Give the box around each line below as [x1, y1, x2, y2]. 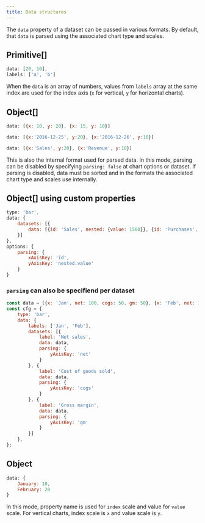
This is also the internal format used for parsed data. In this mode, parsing [6, 156, 193, 164]
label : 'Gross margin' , [38, 402, 99, 408]
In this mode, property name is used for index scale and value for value [6, 503, 185, 510]
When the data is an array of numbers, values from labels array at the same [6, 83, 198, 90]
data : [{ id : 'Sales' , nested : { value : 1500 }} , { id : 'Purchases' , [28, 226, 198, 233]
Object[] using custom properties [6, 193, 136, 204]
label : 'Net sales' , [38, 334, 92, 341]
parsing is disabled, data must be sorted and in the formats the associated [6, 169, 193, 176]
